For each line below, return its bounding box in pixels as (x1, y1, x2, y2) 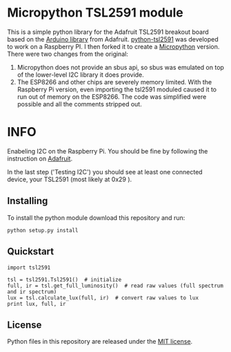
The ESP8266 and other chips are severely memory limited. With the (17, 77, 212, 86)
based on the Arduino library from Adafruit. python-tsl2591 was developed (7, 35, 219, 43)
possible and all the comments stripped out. (17, 100, 143, 108)
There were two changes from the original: (7, 50, 129, 58)
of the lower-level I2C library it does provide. (17, 71, 145, 79)
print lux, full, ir (7, 300, 67, 307)
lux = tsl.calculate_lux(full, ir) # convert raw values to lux (7, 294, 199, 302)
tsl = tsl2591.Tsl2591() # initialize (7, 276, 122, 283)
